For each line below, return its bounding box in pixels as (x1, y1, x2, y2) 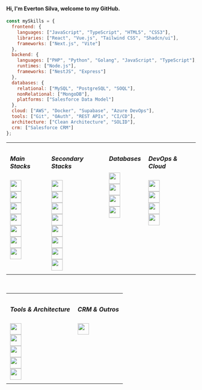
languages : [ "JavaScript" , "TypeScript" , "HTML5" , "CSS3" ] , (17, 29, 171, 36)
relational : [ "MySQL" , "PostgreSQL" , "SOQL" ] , (17, 85, 136, 92)
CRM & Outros (77, 305, 119, 313)
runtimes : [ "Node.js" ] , (17, 63, 77, 69)
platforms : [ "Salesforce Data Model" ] (17, 96, 114, 102)
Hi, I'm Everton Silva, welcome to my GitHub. (6, 5, 120, 12)
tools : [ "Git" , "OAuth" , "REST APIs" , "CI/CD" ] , (11, 113, 136, 120)
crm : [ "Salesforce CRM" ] (11, 124, 74, 131)
